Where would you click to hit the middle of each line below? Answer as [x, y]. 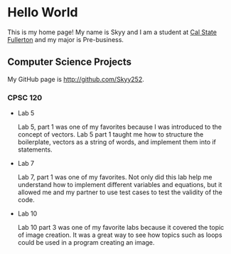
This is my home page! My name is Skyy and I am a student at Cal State [112, 32]
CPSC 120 [25, 97]
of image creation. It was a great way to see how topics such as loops [120, 235]
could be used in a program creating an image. [86, 243]
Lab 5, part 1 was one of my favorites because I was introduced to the [120, 127]
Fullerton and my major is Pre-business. [66, 39]
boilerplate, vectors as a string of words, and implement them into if [117, 142]
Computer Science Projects [70, 62]
